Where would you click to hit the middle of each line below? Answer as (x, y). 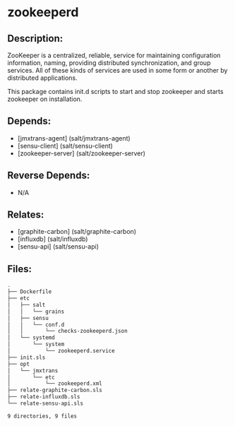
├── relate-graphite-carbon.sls (55, 390)
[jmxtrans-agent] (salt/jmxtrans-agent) (74, 138)
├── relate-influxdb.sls (44, 397)
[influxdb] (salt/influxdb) (53, 239)
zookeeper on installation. (45, 99)
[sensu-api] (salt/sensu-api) (58, 247)
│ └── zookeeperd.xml (55, 384)
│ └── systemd (31, 338)
